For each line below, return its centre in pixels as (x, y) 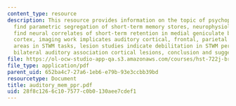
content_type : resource (42, 14)
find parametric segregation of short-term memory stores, (102, 26)
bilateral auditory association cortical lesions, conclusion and (113, 53)
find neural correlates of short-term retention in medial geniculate (119, 33)
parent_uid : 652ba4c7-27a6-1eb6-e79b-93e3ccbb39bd (83, 72)
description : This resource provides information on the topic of (106, 20)
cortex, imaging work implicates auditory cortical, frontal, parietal (121, 40)
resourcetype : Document (42, 78)
